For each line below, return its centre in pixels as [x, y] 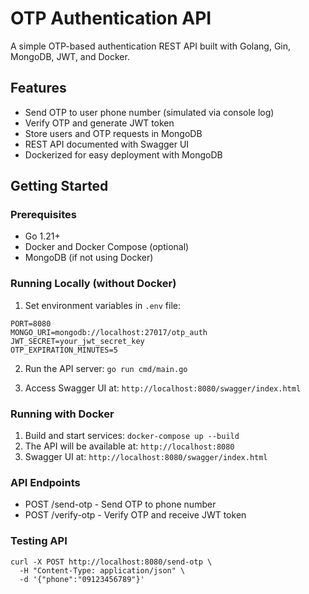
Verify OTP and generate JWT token [99, 123]
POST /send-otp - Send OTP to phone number [120, 504]
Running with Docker [62, 414]
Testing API [39, 541]
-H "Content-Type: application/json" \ [102, 570]
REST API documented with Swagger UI [107, 144]
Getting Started [59, 186]
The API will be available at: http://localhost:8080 [129, 446]
